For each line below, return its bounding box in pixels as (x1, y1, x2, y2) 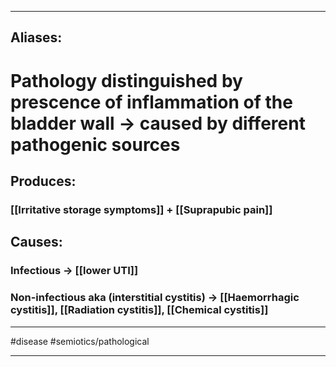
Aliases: (10, 29, 63, 46)
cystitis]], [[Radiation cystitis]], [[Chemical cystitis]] (10, 303, 269, 317)
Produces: (10, 172, 77, 190)
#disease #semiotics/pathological (10, 335, 150, 347)
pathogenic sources (10, 133, 181, 156)
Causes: (10, 234, 63, 251)
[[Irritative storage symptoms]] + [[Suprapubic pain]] (10, 202, 273, 216)
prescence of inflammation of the (10, 91, 293, 113)
